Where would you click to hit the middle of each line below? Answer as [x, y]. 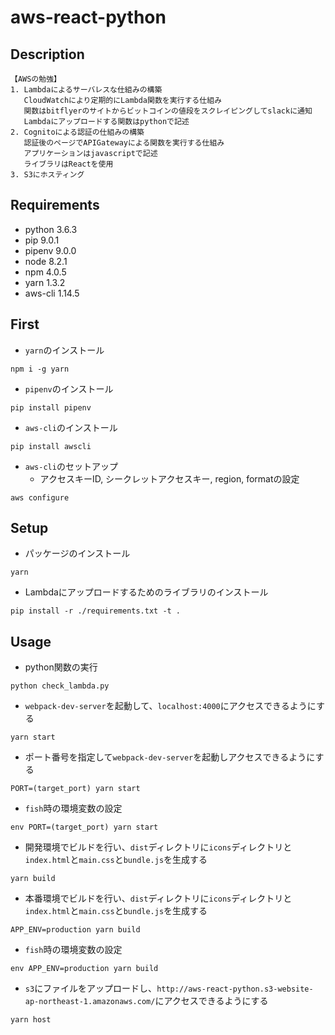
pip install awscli [51, 446]
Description [47, 54]
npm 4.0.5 [45, 272]
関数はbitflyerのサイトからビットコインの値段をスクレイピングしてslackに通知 [168, 111]
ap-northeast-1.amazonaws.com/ [90, 1002]
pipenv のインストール [69, 388]
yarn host [31, 1020]
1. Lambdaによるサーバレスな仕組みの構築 [86, 90]
